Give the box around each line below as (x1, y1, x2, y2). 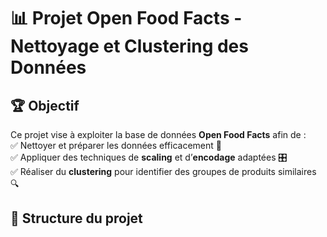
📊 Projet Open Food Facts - (10, 7, 243, 30)
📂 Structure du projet (10, 210, 143, 227)
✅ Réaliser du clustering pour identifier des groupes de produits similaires (10, 166, 317, 177)
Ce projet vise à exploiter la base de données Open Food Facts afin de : (10, 129, 307, 140)
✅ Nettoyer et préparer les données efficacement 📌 (10, 140, 223, 151)
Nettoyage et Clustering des (10, 35, 249, 58)
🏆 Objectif (10, 97, 80, 114)
